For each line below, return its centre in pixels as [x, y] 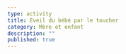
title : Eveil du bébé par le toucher [63, 20]
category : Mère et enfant [45, 27]
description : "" [31, 33]
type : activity [30, 14]
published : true [31, 40]
